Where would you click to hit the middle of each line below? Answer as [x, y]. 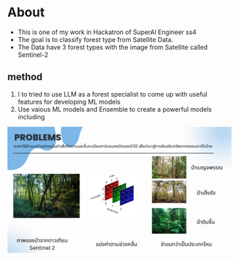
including [31, 117]
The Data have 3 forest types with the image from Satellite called [113, 47]
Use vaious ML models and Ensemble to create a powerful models [115, 109]
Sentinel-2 [33, 55]
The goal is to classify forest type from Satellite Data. [95, 39]
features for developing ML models [69, 102]
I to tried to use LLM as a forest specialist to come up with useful [112, 94]
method [25, 77]
